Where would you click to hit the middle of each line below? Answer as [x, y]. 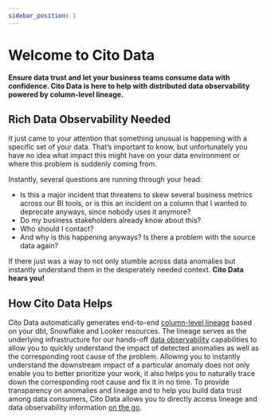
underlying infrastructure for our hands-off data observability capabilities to [133, 339]
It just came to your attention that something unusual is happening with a [128, 139]
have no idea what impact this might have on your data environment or [124, 156]
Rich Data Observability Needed [90, 119]
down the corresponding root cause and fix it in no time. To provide [119, 382]
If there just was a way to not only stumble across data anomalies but [122, 261]
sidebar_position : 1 [43, 16]
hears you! [27, 278]
